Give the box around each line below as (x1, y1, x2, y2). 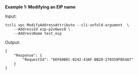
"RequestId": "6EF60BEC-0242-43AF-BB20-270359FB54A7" (22, 57, 134, 62)
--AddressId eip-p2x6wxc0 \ (14, 27, 70, 32)
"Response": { (14, 53, 42, 58)
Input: (5, 13, 17, 19)
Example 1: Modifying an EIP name (5, 4, 76, 10)
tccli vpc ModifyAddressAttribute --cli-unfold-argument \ (5, 23, 130, 27)
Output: (5, 39, 20, 45)
